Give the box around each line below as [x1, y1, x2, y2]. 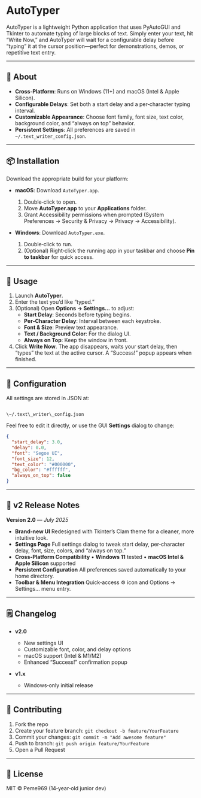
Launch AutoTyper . [14, 292, 63, 300]
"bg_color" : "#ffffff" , [11, 467, 71, 473]
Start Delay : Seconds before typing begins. [23, 311, 132, 318]
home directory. [14, 572, 54, 579]
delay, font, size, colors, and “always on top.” [14, 546, 126, 554]
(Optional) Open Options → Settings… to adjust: [14, 305, 135, 312]
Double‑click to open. [23, 198, 77, 205]
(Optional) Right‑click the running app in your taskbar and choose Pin [23, 247, 195, 254]
